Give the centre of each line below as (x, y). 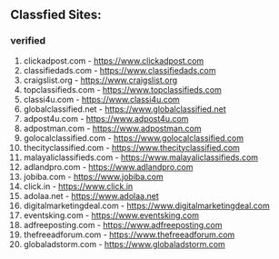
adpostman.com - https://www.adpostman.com (112, 128)
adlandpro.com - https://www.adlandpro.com (108, 166)
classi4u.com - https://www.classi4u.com (101, 99)
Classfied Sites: (56, 15)
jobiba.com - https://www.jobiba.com (94, 176)
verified (28, 41)
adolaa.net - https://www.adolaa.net (91, 195)
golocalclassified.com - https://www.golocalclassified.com (134, 138)
